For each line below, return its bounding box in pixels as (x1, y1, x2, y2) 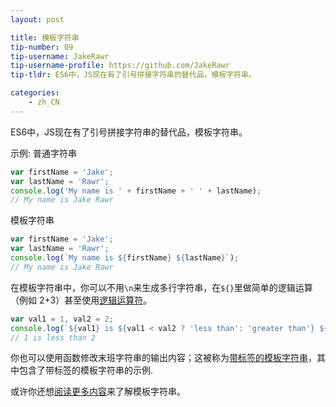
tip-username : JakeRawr (10, 51, 110, 61)
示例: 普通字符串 (10, 147, 77, 159)
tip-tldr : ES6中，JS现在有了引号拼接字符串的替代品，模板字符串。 (10, 70, 257, 80)
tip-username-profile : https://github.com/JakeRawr (10, 61, 230, 71)
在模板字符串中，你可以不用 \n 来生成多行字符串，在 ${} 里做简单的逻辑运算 (10, 281, 313, 293)
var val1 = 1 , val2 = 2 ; (10, 314, 114, 324)
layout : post (10, 14, 65, 25)
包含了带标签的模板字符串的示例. (18, 364, 154, 376)
